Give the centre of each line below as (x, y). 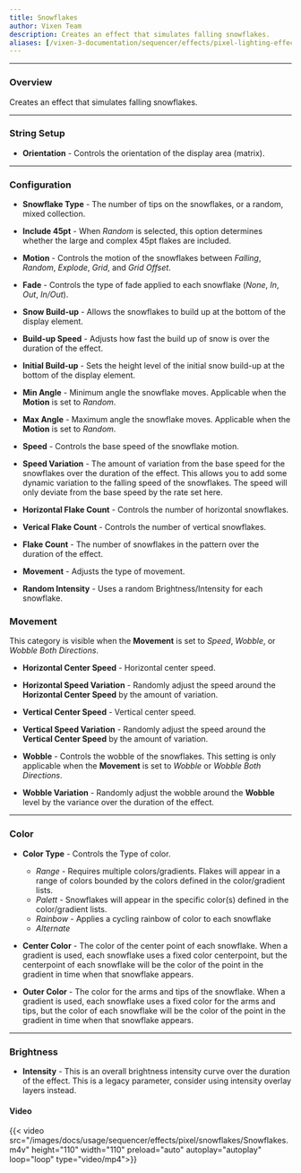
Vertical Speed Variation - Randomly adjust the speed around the (144, 730)
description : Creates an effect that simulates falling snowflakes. (140, 34)
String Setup (37, 134)
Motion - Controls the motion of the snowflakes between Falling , (142, 258)
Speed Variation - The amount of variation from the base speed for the (154, 464)
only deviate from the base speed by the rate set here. (122, 492)
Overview (31, 83)
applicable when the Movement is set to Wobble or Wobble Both (142, 766)
